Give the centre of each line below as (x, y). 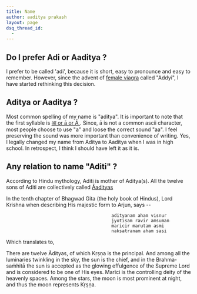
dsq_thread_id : (25, 28)
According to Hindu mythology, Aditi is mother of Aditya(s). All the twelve (95, 181)
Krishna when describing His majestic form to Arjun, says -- (79, 205)
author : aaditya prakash (36, 17)
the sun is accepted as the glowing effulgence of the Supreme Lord (108, 266)
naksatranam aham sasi (139, 231)
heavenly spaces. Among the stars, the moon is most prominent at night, (94, 278)
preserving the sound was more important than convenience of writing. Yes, (98, 135)
